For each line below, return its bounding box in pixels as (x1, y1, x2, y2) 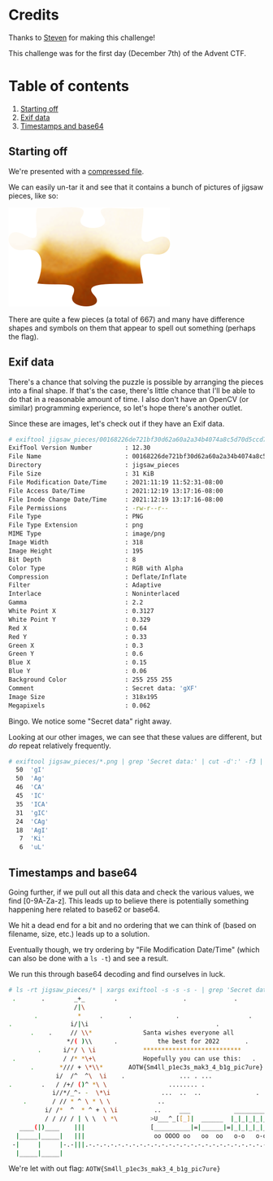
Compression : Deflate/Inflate (8, 572, 187, 581)
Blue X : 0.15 (8, 658, 148, 667)
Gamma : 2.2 (8, 598, 144, 607)
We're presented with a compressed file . (8, 166, 145, 176)
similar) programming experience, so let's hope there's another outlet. (8, 403, 243, 413)
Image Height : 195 (8, 547, 144, 555)
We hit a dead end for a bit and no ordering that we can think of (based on (8, 920, 257, 929)
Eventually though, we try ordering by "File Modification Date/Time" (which (8, 944, 260, 954)
